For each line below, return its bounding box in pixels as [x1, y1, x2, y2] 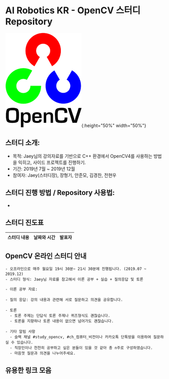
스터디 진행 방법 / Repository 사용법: [5, 188, 115, 197]
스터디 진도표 [5, 218, 44, 227]
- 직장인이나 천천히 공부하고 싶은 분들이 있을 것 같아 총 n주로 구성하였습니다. [10, 345, 153, 350]
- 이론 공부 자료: [5, 287, 38, 292]
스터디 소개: [5, 139, 40, 147]
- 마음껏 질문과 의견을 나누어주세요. [10, 351, 76, 356]
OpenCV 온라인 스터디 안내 [5, 252, 87, 260]
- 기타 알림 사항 [5, 329, 36, 334]
